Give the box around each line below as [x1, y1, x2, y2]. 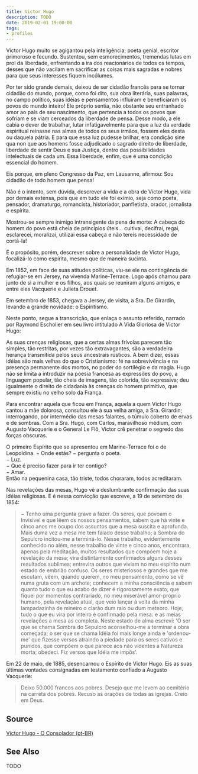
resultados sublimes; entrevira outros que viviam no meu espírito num [20, 560, 191, 568]
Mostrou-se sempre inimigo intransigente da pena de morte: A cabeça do [6, 218, 185, 225]
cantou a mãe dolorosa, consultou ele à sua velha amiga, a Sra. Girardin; [6, 407, 183, 414]
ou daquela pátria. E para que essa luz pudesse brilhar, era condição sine [6, 134, 185, 141]
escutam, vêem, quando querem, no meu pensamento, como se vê [20, 573, 184, 580]
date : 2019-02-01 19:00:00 [6, 20, 73, 25]
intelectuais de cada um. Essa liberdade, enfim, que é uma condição [6, 153, 173, 160]
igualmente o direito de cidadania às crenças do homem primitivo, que [6, 383, 177, 390]
